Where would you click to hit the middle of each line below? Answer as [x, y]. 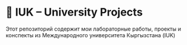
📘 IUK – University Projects [74, 12]
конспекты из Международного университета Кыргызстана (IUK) [90, 35]
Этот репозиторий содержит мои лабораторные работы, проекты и [93, 29]
